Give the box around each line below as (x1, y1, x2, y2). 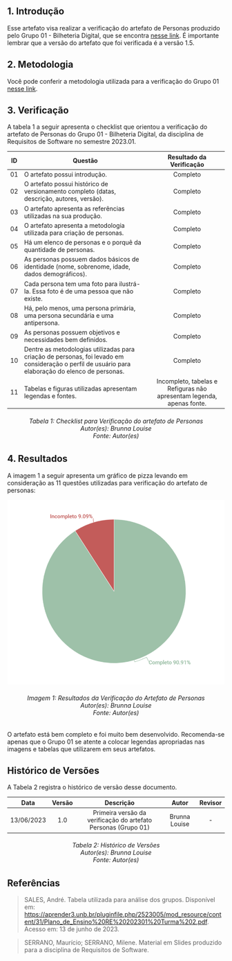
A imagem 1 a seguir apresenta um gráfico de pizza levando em (7, 471, 188, 480)
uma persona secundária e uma (23, 311, 114, 319)
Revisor (199, 798, 222, 807)
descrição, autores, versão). (23, 195, 104, 203)
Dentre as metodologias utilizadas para (23, 345, 135, 354)
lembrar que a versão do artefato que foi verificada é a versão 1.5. (7, 38, 195, 47)
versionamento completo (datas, (23, 187, 116, 196)
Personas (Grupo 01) (89, 823, 150, 832)
